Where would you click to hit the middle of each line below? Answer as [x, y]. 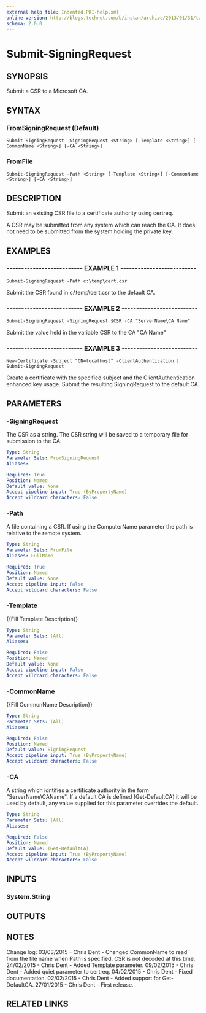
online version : [27, 18]
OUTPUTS [26, 916]
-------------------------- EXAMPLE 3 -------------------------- [102, 349]
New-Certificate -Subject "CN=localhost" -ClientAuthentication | [93, 361]
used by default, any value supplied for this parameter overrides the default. [102, 803]
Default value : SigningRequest [46, 750]
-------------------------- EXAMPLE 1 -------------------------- [101, 268]
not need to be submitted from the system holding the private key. [90, 231]
